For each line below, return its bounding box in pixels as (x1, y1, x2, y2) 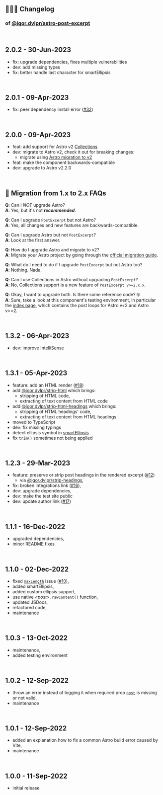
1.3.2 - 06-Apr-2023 (5, 331, 70, 340)
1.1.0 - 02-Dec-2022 (5, 565, 69, 573)
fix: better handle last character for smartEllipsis (12, 69, 111, 75)
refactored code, (12, 605, 47, 610)
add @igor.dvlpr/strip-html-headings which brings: (12, 403, 117, 409)
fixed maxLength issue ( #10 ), (12, 578, 69, 584)
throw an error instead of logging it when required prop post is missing (12, 689, 158, 696)
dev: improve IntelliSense (12, 345, 64, 351)
